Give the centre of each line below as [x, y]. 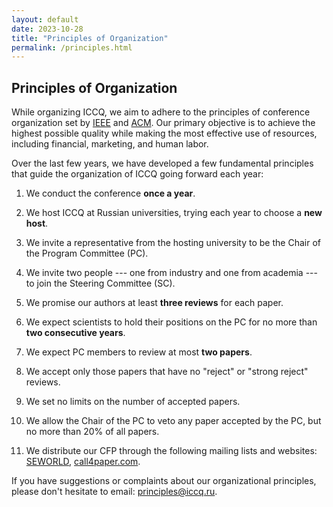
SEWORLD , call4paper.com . [83, 462]
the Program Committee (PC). [87, 253]
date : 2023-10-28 [47, 29]
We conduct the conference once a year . [110, 193]
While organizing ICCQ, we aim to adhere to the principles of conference [161, 112]
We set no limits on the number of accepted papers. [133, 402]
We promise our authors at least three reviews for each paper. [154, 303]
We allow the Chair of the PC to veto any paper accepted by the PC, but [173, 421]
